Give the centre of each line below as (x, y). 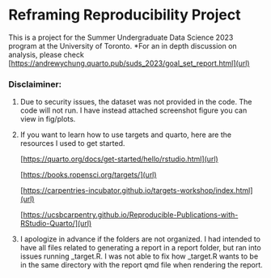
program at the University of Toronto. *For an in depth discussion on (123, 45)
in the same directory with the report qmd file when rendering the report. (141, 265)
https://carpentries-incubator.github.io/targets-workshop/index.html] (138, 190)
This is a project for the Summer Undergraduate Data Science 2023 (121, 37)
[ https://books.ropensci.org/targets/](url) (88, 175)
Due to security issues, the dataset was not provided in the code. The (136, 102)
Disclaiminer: (35, 84)
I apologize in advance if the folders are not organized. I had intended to (140, 239)
